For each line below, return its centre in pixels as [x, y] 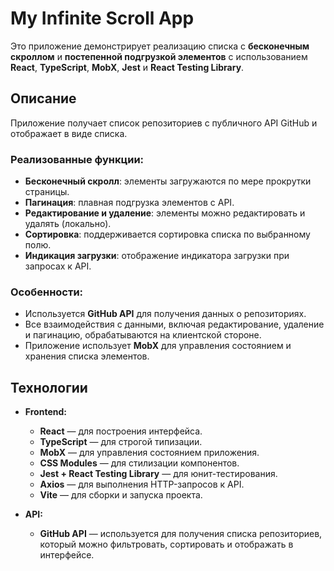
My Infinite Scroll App [102, 18]
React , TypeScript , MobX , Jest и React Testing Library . [127, 67]
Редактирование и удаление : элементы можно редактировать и [165, 213]
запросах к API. [58, 266]
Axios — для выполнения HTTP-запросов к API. [142, 484]
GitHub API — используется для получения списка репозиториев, [181, 534]
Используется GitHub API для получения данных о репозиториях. [165, 314]
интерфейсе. [67, 555]
